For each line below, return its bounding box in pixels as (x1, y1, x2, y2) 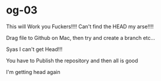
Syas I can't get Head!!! (6, 45, 63, 53)
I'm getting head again (6, 68, 61, 75)
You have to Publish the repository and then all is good (6, 57, 138, 64)
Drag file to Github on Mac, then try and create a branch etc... (6, 34, 156, 41)
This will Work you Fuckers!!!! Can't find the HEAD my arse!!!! (6, 23, 154, 30)
